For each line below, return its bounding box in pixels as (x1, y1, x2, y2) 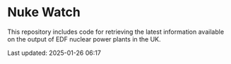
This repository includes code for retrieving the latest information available (7, 27, 225, 36)
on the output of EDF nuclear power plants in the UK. (7, 34, 161, 43)
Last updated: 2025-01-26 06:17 (7, 49, 101, 57)
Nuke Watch (7, 4, 81, 20)
